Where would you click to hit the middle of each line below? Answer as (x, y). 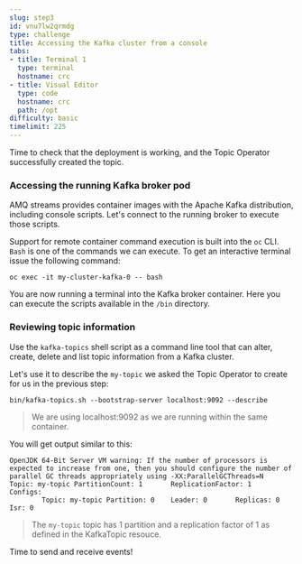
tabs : (19, 51)
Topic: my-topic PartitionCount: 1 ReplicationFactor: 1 (131, 484)
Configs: (26, 492)
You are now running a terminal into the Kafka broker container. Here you (145, 294)
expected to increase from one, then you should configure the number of (151, 468)
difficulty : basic (44, 118)
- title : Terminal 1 (48, 60)
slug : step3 (32, 18)
